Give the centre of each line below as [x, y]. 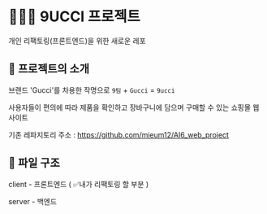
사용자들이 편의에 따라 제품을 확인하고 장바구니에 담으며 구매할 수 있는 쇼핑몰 [130, 107]
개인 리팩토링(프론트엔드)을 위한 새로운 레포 [77, 41]
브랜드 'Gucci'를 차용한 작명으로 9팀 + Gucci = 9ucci [92, 90]
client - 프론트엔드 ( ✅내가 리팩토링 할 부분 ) [79, 184]
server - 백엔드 [33, 201]
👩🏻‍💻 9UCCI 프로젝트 [74, 17]
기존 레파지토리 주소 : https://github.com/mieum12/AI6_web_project [119, 134]
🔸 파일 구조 [34, 163]
